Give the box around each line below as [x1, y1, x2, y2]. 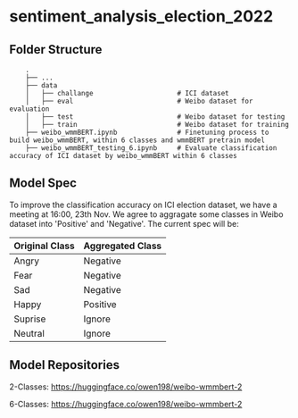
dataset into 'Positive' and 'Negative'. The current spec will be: [9, 218, 239, 229]
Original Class [13, 239, 75, 252]
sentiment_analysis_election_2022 [9, 6, 274, 27]
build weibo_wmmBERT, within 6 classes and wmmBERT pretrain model [9, 136, 266, 145]
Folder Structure [9, 42, 103, 57]
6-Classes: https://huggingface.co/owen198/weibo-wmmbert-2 [9, 398, 243, 409]
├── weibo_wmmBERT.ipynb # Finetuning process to [25, 128, 269, 137]
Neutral [13, 327, 45, 339]
